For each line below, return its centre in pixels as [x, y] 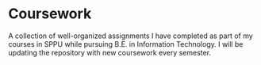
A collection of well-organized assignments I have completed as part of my [131, 36]
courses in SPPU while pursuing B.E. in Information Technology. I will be [126, 44]
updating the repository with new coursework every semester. [110, 52]
